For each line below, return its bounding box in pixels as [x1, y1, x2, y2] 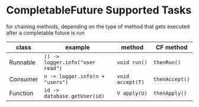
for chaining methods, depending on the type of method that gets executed [6, 23, 190, 30]
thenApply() [153, 89, 187, 96]
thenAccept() [153, 76, 190, 82]
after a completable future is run [6, 29, 85, 36]
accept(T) [117, 79, 145, 85]
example [65, 43, 90, 51]
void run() [117, 59, 148, 65]
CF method [156, 43, 188, 51]
